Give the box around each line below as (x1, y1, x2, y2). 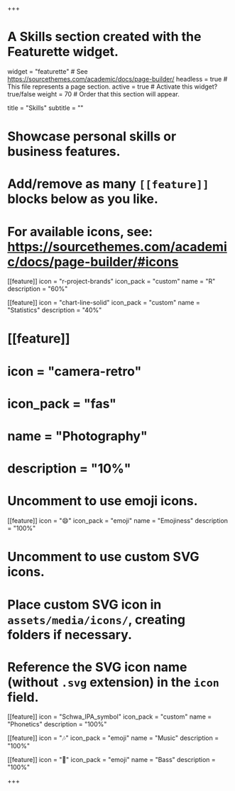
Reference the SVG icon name (7, 659, 187, 675)
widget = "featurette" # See (7, 67, 88, 75)
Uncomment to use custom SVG (7, 549, 200, 565)
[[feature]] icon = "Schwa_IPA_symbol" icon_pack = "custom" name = (7, 712, 212, 721)
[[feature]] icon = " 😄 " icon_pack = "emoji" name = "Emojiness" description (7, 516, 229, 525)
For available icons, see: (7, 223, 153, 240)
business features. (7, 143, 121, 160)
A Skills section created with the (7, 29, 202, 45)
